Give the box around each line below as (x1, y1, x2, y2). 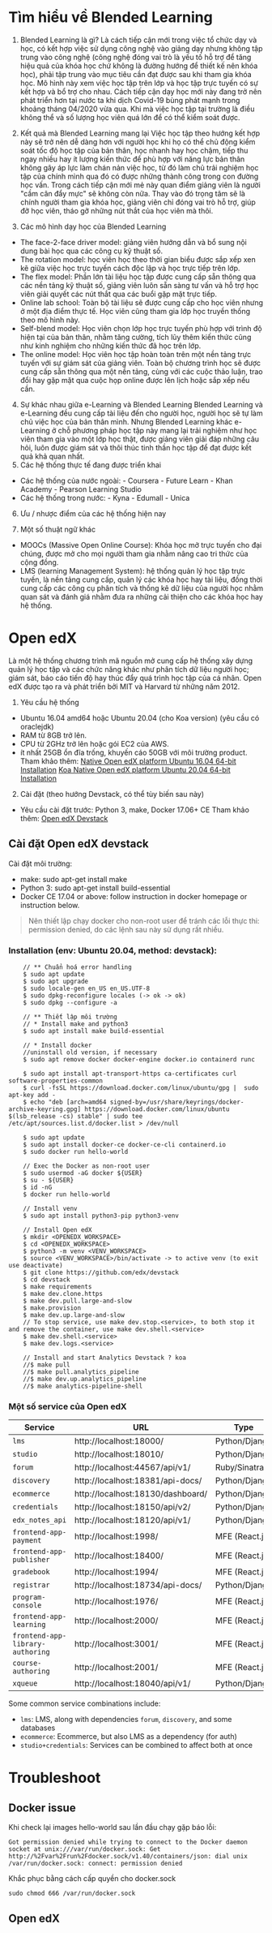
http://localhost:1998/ (74, 1530, 159, 1542)
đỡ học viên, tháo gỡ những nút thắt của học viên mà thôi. (19, 205, 214, 215)
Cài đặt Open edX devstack (8, 837, 149, 851)
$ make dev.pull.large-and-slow (23, 1297, 132, 1305)
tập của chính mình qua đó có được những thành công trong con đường (19, 171, 259, 181)
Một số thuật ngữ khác (19, 524, 96, 534)
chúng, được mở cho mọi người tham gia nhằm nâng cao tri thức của (19, 549, 249, 558)
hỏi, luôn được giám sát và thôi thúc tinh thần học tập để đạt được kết (19, 442, 253, 452)
